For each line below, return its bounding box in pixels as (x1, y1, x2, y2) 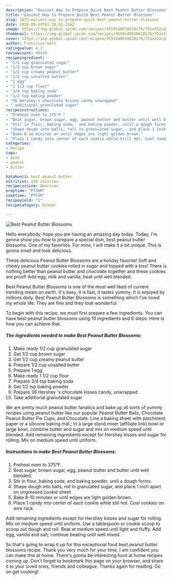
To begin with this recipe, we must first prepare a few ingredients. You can (6, 309, 162, 316)
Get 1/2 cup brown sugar (13, 350, 65, 357)
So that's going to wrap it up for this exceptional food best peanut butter (6, 541, 158, 547)
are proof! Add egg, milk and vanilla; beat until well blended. (6, 274, 132, 280)
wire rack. (13, 505, 35, 511)
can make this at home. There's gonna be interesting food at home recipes (6, 552, 163, 558)
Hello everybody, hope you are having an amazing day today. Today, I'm (6, 231, 158, 237)
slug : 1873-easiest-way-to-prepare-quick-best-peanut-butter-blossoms (6, 17, 159, 22)
